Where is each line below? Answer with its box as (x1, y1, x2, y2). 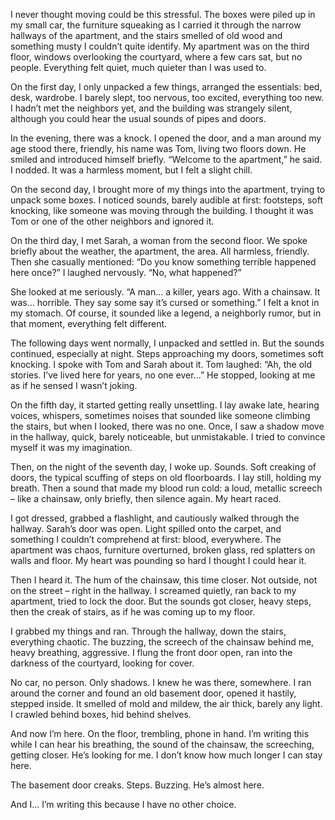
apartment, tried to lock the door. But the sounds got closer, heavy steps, (10, 595, 312, 607)
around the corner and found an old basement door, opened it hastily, (10, 687, 297, 699)
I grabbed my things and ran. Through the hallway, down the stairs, (10, 625, 287, 637)
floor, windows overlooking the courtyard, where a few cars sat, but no (10, 51, 303, 63)
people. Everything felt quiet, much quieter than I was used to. (10, 62, 267, 73)
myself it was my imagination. (10, 442, 133, 453)
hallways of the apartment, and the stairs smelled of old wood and (10, 30, 283, 41)
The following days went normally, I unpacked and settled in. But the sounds (10, 337, 325, 349)
